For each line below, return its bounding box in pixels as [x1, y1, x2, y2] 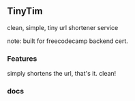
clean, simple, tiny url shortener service [7, 23, 119, 31]
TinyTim [7, 5, 43, 17]
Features [7, 54, 37, 63]
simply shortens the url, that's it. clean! [7, 70, 117, 78]
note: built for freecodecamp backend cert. [7, 37, 128, 45]
